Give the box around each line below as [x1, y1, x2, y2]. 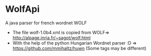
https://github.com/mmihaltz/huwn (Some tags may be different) [12, 45, 147, 51]
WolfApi [5, 3, 40, 15]
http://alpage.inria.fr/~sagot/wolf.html [12, 35, 91, 41]
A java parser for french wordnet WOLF [5, 20, 87, 26]
